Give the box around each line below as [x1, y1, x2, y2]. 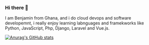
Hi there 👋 [5, 4, 29, 11]
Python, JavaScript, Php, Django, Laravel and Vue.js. [5, 25, 110, 31]
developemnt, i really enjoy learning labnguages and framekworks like [5, 20, 144, 26]
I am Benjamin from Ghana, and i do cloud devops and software [5, 15, 132, 21]
